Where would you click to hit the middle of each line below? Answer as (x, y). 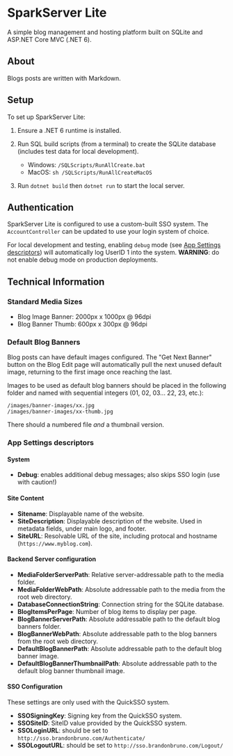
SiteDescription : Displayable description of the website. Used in (110, 521)
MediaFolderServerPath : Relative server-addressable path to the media (120, 574)
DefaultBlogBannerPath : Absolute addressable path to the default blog (120, 648)
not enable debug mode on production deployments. (83, 260)
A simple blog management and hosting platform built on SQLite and (105, 32)
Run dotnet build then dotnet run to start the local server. (101, 185)
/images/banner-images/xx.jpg (51, 406)
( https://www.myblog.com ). (55, 543)
